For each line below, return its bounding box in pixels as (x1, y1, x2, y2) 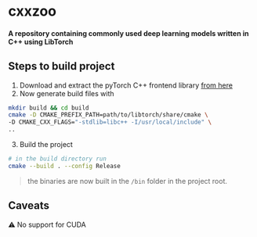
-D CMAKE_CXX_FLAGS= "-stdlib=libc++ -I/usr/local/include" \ (8, 118, 212, 127)
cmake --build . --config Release (8, 162, 121, 170)
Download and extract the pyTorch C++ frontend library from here (19, 81, 233, 90)
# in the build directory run (8, 155, 107, 163)
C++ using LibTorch (8, 37, 74, 46)
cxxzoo (8, 2, 57, 20)
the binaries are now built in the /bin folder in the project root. (27, 176, 228, 185)
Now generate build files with (19, 88, 115, 98)
